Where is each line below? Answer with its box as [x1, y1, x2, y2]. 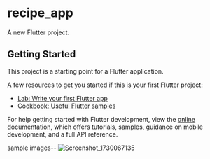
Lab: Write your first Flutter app [17, 94, 108, 102]
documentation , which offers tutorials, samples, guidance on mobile [7, 123, 203, 131]
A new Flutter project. [7, 28, 70, 36]
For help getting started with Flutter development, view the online [7, 115, 196, 123]
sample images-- [7, 144, 57, 152]
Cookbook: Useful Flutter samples [17, 102, 116, 110]
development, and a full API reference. [7, 130, 118, 138]
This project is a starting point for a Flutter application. [7, 67, 164, 75]
